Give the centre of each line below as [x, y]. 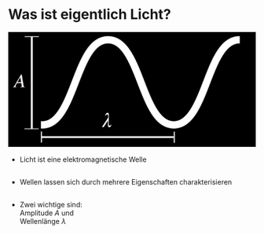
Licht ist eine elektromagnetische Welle [83, 159]
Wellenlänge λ [43, 221]
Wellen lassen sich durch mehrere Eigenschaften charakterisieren [126, 181]
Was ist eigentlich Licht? [90, 15]
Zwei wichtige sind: [51, 204]
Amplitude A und [47, 213]
